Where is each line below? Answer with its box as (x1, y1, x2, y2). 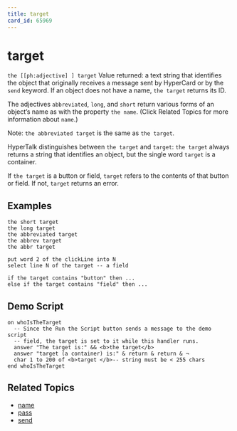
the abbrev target (7, 238, 62, 245)
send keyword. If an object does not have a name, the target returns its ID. (7, 86, 226, 95)
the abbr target (7, 243, 56, 251)
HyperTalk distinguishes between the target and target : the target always (7, 143, 230, 151)
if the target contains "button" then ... (7, 275, 135, 282)
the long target (7, 225, 56, 232)
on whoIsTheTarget (7, 319, 62, 326)
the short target (7, 218, 59, 226)
